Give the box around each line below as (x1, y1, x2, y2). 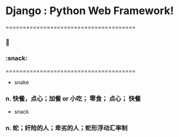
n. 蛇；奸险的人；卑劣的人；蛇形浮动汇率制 (5, 124, 128, 132)
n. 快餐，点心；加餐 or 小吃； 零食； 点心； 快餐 (5, 95, 141, 103)
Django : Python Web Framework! (5, 4, 174, 18)
